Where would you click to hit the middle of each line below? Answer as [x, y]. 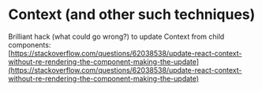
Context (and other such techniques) [132, 15]
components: [30, 44]
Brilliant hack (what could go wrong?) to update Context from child [116, 36]
